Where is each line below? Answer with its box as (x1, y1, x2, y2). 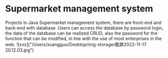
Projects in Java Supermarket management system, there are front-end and (5, 19, 161, 25)
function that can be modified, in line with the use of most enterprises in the (5, 35, 162, 41)
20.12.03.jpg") (5, 47, 34, 53)
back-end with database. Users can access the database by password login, (5, 24, 163, 30)
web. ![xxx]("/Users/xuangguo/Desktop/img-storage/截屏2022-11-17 (5, 41, 147, 47)
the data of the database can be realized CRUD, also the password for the (5, 30, 158, 36)
